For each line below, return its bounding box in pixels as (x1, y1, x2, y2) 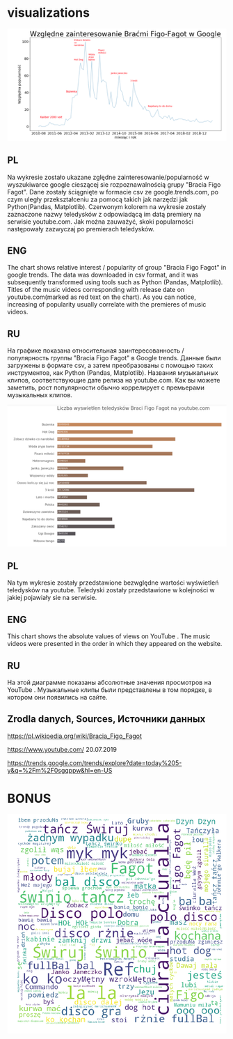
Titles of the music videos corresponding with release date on (7, 286, 185, 294)
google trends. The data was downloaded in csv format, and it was (7, 270, 199, 279)
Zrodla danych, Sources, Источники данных (7, 713, 206, 725)
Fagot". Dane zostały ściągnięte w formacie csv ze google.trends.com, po (7, 187, 219, 196)
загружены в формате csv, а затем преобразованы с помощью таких (7, 361, 214, 370)
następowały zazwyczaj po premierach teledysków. (7, 224, 155, 233)
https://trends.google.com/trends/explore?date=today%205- (7, 758, 182, 767)
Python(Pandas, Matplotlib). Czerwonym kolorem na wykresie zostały (7, 202, 207, 210)
